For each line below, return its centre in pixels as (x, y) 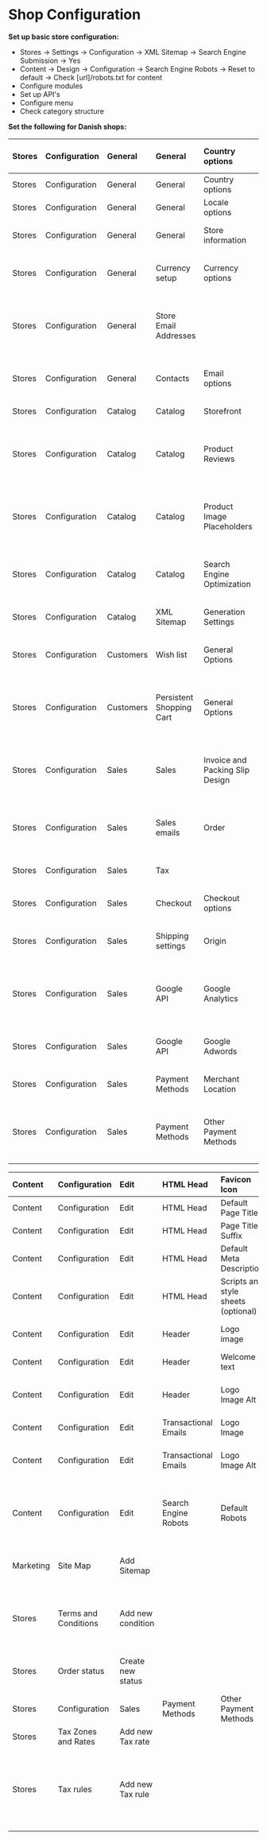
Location (220, 1089)
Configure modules (51, 86)
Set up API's (40, 94)
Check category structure (62, 111)
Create (132, 1661)
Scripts (234, 1281)
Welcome (238, 1357)
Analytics (221, 998)
